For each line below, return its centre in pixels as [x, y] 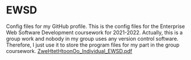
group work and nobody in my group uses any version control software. [92, 38]
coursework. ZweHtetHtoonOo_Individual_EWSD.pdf [69, 51]
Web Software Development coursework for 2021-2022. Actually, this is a [94, 32]
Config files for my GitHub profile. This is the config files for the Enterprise [95, 26]
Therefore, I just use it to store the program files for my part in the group [93, 45]
